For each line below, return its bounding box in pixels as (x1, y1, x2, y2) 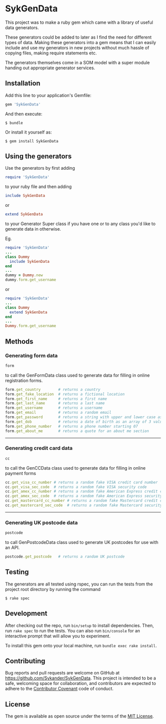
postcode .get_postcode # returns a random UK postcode (5, 554, 125, 559)
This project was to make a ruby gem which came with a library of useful (5, 19, 153, 25)
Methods (5, 337, 34, 345)
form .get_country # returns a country (5, 387, 100, 392)
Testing (5, 568, 29, 577)
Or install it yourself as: (5, 129, 52, 135)
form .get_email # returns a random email (5, 410, 112, 415)
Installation (5, 79, 41, 88)
